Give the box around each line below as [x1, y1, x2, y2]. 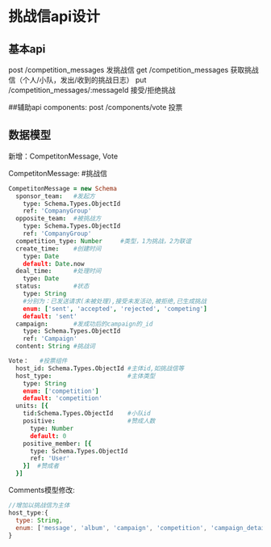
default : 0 [29, 431, 67, 440]
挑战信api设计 [8, 7, 101, 26]
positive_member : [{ [23, 440, 92, 448]
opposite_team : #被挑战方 [15, 215, 102, 223]
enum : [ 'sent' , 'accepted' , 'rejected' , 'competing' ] [23, 305, 207, 313]
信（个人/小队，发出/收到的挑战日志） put [8, 75, 147, 85]
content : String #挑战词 [15, 343, 95, 351]
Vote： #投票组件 [8, 357, 68, 365]
